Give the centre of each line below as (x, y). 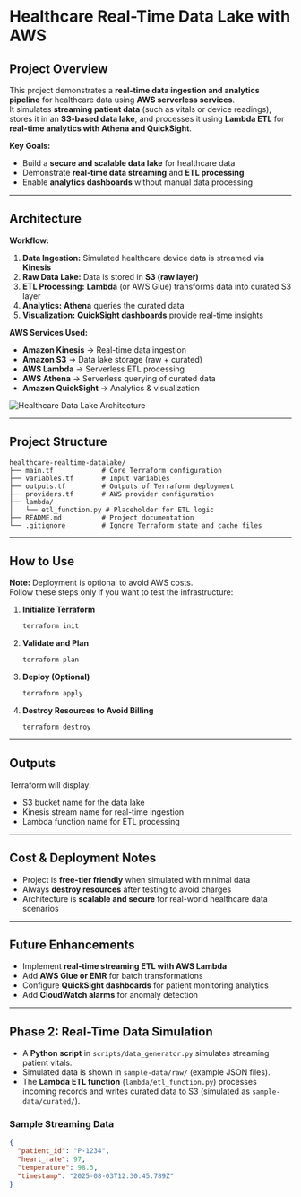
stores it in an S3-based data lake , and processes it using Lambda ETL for (147, 119)
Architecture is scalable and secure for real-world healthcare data (145, 898)
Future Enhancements (73, 944)
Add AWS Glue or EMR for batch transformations (112, 976)
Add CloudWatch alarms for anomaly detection (110, 995)
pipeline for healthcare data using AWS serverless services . (122, 100)
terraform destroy (56, 727)
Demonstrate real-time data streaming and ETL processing (133, 173)
